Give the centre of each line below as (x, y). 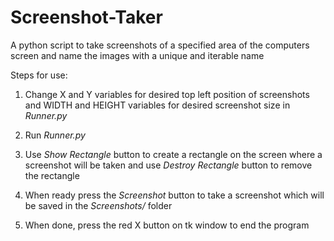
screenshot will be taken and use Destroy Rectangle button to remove (168, 165)
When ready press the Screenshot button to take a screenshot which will (174, 195)
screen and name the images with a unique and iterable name (137, 55)
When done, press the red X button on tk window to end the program (167, 225)
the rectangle (52, 175)
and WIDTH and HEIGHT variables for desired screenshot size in (157, 105)
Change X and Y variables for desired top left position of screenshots (167, 94)
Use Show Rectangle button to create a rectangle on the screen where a (173, 154)
